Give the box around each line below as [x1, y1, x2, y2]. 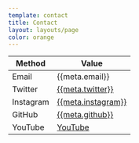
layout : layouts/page [8, 26, 79, 34]
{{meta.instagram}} [57, 97, 127, 108]
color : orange [8, 33, 55, 41]
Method [15, 58, 46, 69]
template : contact [8, 11, 68, 20]
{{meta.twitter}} [57, 84, 114, 95]
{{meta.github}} [57, 109, 114, 120]
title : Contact [8, 19, 58, 27]
